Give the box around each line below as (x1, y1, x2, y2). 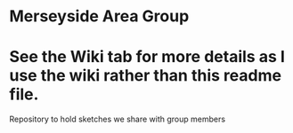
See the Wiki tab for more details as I (9, 47, 285, 67)
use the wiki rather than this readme (9, 66, 282, 86)
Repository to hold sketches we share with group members (9, 113, 225, 125)
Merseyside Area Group (9, 6, 190, 27)
